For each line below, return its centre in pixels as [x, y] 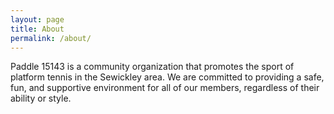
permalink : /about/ [51, 38]
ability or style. [41, 98]
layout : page [37, 19]
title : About [37, 29]
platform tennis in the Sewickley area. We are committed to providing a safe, [167, 77]
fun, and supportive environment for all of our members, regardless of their [165, 88]
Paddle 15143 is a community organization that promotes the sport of [152, 67]
